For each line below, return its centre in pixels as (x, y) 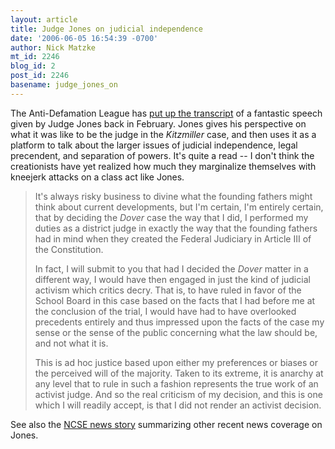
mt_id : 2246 (35, 57)
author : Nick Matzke (53, 47)
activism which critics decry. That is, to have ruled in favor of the (168, 290)
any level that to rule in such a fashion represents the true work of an (176, 383)
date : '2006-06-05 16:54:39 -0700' (84, 38)
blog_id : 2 (33, 66)
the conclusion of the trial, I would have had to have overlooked (165, 311)
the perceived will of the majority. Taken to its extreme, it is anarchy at (179, 373)
